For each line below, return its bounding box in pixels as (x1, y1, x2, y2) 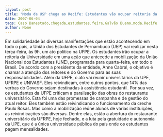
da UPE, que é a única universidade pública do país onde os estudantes (5, 121, 149, 127)
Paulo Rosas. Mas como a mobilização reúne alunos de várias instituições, (5, 105, 154, 112)
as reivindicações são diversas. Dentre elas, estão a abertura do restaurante (5, 111, 158, 117)
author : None (5, 25, 32, 30)
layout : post (5, 7, 32, 12)
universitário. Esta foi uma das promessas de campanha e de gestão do (5, 95, 148, 101)
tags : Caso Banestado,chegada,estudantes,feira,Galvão (5, 20, 118, 26)
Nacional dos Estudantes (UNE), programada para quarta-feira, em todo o (5, 59, 153, 65)
